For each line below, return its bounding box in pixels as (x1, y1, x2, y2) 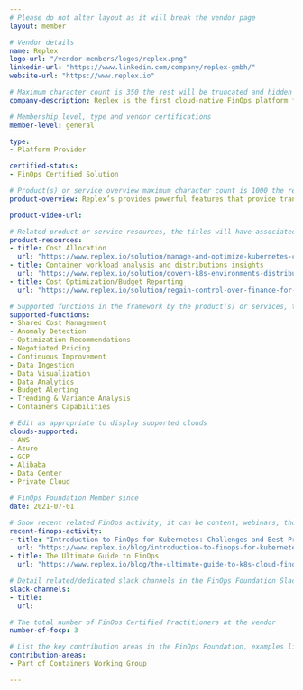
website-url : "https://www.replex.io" (9, 71, 155, 81)
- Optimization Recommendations (9, 335, 131, 345)
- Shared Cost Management (9, 319, 106, 328)
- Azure (9, 443, 39, 453)
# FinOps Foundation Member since (9, 494, 140, 503)
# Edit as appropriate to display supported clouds (9, 419, 207, 428)
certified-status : (9, 161, 78, 171)
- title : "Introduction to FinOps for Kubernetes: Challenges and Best (9, 535, 284, 544)
